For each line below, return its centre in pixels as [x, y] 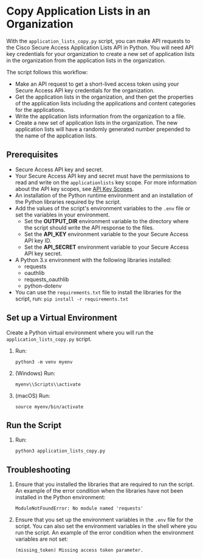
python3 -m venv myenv [44, 362]
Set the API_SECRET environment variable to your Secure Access [106, 247]
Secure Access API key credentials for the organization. [85, 90]
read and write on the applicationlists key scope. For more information [106, 182]
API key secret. [43, 253]
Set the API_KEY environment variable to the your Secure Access [106, 234]
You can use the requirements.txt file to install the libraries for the [98, 292]
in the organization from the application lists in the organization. [86, 60]
